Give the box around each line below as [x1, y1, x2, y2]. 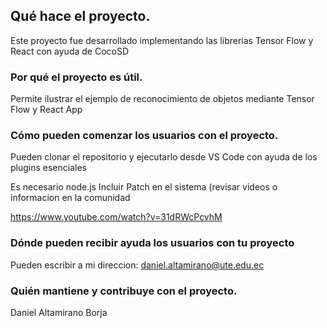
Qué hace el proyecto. [10, 8, 151, 25]
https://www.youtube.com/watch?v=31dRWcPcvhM [10, 211, 223, 223]
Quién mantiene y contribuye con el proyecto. [10, 284, 238, 298]
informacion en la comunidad [10, 192, 131, 204]
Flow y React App [10, 104, 83, 116]
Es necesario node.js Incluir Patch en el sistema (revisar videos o [10, 181, 278, 193]
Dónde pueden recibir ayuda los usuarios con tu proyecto [10, 236, 295, 250]
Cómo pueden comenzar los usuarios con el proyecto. [10, 129, 279, 143]
